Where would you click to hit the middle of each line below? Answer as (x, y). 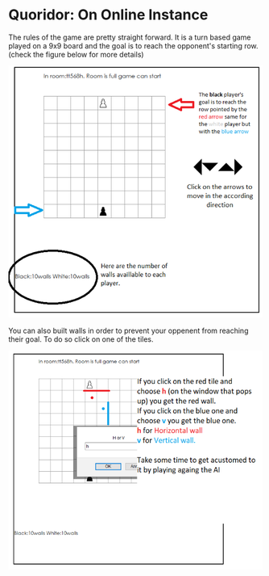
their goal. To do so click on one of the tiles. (81, 339)
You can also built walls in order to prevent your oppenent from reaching (128, 331)
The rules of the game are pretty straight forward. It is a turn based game (130, 37)
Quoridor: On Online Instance (108, 15)
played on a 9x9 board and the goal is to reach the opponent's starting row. (134, 45)
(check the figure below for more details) (76, 54)
